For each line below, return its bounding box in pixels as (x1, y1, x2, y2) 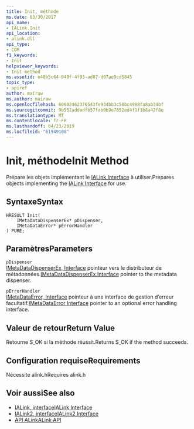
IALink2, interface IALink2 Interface (14, 410, 99, 417)
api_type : (6, 42, 30, 48)
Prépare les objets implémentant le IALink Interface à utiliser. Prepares (6, 173, 175, 180)
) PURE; (6, 227, 25, 234)
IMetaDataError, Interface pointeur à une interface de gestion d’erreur (6, 293, 174, 300)
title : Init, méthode (6, 8, 59, 15)
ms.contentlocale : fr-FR (6, 118, 67, 124)
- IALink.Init (6, 25, 41, 31)
